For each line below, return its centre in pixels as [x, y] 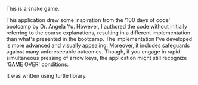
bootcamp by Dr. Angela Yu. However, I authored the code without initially [97, 26]
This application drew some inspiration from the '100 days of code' [88, 20]
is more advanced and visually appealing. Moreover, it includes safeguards [98, 45]
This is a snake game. [33, 9]
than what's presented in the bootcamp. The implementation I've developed [99, 39]
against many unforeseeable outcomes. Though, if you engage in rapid [93, 52]
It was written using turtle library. [47, 76]
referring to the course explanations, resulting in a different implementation [98, 33]
